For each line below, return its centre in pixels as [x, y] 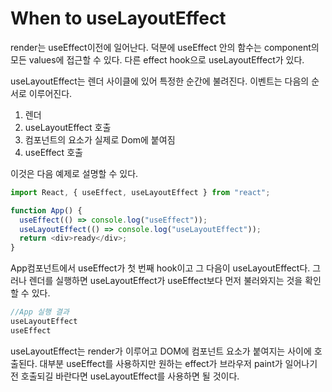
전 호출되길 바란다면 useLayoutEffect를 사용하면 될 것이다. [125, 376]
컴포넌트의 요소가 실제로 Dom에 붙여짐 [100, 139]
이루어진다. [50, 93]
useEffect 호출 [53, 152]
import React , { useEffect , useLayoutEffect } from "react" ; [140, 192]
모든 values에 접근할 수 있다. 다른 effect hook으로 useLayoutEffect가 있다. [157, 59]
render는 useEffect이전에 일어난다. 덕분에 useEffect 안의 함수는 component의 [165, 47]
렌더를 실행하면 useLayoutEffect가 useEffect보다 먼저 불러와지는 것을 [165, 281]
